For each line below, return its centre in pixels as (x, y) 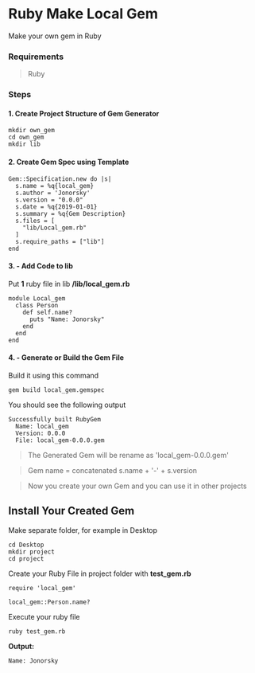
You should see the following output (67, 405)
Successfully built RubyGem (55, 419)
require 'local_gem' (42, 588)
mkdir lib (25, 144)
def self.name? (48, 312)
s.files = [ (35, 221)
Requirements (36, 57)
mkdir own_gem (32, 131)
